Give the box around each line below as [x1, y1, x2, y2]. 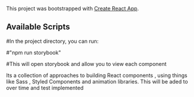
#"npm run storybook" [6, 49, 61, 56]
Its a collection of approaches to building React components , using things [6, 72, 188, 79]
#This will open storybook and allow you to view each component [6, 60, 167, 67]
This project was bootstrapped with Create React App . [6, 5, 139, 12]
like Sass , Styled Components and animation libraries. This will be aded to [6, 78, 188, 85]
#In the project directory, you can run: [6, 38, 99, 45]
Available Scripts [6, 22, 70, 32]
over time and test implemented [6, 84, 84, 91]
